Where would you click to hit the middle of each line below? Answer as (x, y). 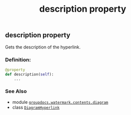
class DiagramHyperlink (36, 107)
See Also (16, 92)
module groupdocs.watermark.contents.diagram (60, 102)
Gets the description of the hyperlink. (43, 47)
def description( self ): (30, 74)
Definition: (18, 60)
